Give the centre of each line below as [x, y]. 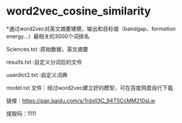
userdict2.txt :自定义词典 [37, 75]
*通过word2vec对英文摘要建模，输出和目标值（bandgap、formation [91, 28]
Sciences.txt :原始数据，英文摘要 [47, 49]
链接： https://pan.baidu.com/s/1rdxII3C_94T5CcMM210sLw [81, 101]
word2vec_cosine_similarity [79, 11]
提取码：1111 [21, 113]
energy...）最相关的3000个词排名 [48, 36]
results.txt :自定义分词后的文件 [44, 62]
